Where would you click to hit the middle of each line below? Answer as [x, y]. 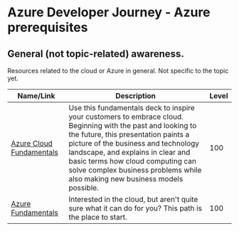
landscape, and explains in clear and [129, 152]
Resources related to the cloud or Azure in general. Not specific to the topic [118, 71]
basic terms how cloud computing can [133, 161]
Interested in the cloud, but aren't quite [133, 199]
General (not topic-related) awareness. [96, 54]
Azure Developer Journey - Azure [109, 12]
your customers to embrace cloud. [126, 117]
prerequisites [48, 27]
